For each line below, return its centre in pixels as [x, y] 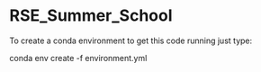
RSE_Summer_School [91, 16]
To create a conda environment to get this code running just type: [131, 40]
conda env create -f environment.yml [78, 58]
